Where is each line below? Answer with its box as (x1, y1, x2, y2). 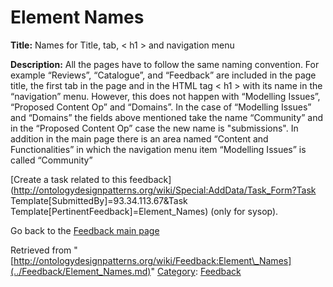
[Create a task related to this (10, 173, 128, 185)
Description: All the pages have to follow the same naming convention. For (10, 58, 320, 70)
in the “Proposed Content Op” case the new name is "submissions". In (10, 122, 299, 134)
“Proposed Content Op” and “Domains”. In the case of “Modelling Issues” (10, 101, 312, 113)
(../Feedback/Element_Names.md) (10, 265, 152, 277)
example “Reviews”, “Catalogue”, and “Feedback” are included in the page (10, 69, 317, 81)
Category (156, 265, 196, 277)
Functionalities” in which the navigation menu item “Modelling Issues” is (10, 143, 307, 155)
